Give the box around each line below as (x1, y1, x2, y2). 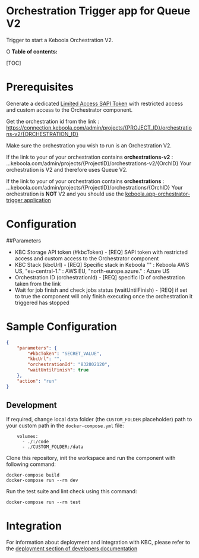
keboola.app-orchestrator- (125, 190, 191, 197)
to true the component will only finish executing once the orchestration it (14, 292, 193, 300)
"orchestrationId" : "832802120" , (27, 361, 110, 368)
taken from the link (14, 280, 61, 287)
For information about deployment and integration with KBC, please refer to (6, 539, 191, 546)
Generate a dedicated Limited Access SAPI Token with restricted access (6, 100, 183, 107)
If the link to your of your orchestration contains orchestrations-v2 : (6, 153, 173, 160)
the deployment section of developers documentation (6, 545, 138, 552)
